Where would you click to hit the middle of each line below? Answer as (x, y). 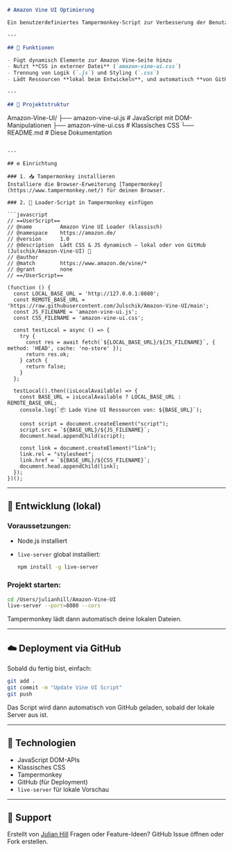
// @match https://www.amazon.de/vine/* (77, 263)
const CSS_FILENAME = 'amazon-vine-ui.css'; (79, 318)
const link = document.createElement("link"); (88, 448)
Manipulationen (29, 125)
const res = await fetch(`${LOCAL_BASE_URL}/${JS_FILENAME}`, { (120, 342)
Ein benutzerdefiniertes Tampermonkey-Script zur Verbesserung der (107, 22)
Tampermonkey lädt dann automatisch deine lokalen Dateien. (95, 619)
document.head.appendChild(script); (73, 436)
